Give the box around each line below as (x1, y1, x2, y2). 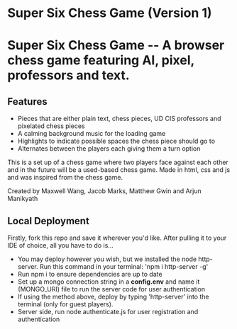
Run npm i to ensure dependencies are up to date (17, 270, 162, 278)
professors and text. (7, 67, 130, 83)
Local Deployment (7, 214, 90, 227)
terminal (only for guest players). (17, 300, 114, 308)
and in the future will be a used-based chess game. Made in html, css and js (7, 166, 231, 174)
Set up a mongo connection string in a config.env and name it (17, 277, 200, 286)
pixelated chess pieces (17, 122, 85, 130)
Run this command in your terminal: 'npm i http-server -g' (39, 262, 209, 270)
